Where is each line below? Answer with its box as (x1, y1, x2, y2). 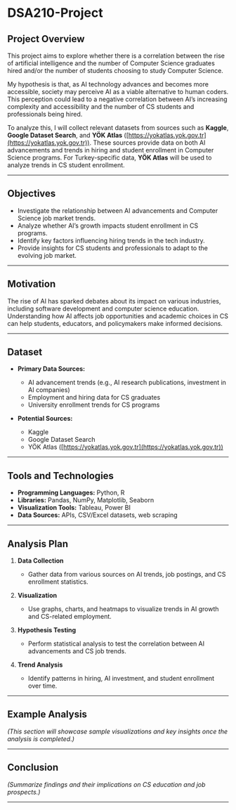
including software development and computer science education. (7, 304, 199, 313)
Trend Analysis (17, 660, 63, 669)
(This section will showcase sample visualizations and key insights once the (7, 727, 228, 736)
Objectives (7, 188, 56, 200)
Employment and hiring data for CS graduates (27, 393, 161, 402)
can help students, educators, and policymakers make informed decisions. (7, 319, 223, 327)
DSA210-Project (7, 5, 103, 21)
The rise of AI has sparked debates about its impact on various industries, (7, 296, 221, 305)
